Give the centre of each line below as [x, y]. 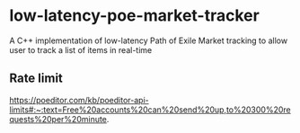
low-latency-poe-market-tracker [135, 16]
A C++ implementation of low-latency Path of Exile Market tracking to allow [149, 40]
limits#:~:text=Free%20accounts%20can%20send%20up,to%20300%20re [150, 110]
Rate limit [36, 79]
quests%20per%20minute [58, 119]
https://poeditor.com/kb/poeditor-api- [79, 100]
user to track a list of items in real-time [81, 49]
